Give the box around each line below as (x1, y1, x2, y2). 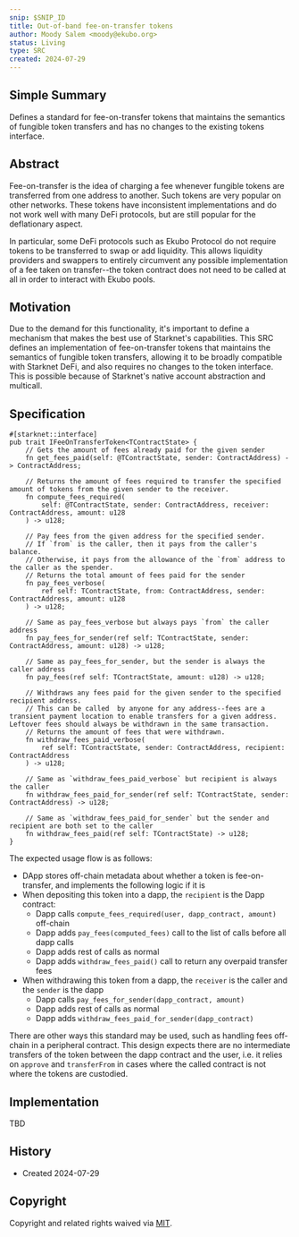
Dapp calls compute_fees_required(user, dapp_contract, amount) (35, 909, 277, 919)
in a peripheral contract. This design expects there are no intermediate (30, 1040, 291, 1051)
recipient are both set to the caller (9, 822, 154, 831)
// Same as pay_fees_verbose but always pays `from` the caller (25, 618, 270, 627)
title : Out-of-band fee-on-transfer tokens (9, 21, 174, 30)
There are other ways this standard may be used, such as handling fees (9, 1030, 273, 1041)
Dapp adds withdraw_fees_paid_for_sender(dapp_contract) (35, 1013, 254, 1024)
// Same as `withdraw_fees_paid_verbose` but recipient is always (25, 775, 278, 784)
